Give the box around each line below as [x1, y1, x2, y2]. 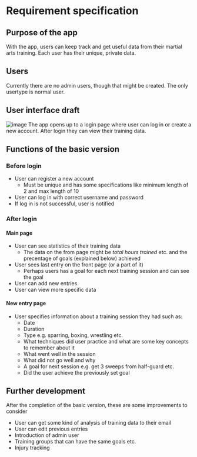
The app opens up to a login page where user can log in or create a [28, 121, 192, 128]
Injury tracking [14, 444, 50, 451]
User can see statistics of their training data [14, 242, 121, 249]
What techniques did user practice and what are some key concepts [23, 338, 189, 345]
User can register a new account [14, 175, 94, 182]
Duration [23, 325, 45, 332]
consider [6, 408, 28, 415]
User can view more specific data [14, 286, 96, 293]
